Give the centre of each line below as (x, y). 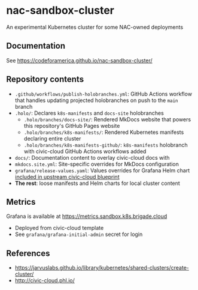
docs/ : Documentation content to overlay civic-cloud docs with (92, 157)
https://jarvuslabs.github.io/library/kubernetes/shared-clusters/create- (102, 268)
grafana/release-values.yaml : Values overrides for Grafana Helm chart (102, 170)
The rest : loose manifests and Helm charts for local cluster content (98, 183)
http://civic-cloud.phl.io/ (45, 280)
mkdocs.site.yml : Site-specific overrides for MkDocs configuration (97, 164)
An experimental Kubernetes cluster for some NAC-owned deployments (95, 27)
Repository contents (45, 80)
